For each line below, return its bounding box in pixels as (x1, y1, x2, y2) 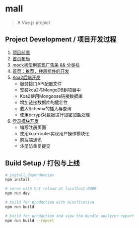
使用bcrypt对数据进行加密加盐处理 (19, 112, 90, 118)
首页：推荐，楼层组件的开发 (12, 68, 69, 74)
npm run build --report (5, 218, 55, 223)
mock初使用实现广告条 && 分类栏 (12, 62, 80, 68)
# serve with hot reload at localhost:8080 (5, 186, 97, 191)
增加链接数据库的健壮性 (19, 99, 68, 105)
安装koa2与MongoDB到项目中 (19, 87, 81, 93)
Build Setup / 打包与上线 (5, 159, 80, 168)
